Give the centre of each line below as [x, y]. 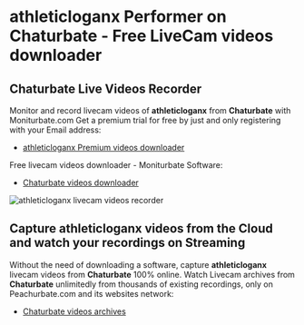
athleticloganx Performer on [118, 17]
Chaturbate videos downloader [80, 182]
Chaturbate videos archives [74, 311]
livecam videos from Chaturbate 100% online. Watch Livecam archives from [152, 274]
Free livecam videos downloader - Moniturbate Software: [116, 165]
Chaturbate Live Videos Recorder [106, 89]
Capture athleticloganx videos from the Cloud [142, 229]
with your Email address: [55, 130]
